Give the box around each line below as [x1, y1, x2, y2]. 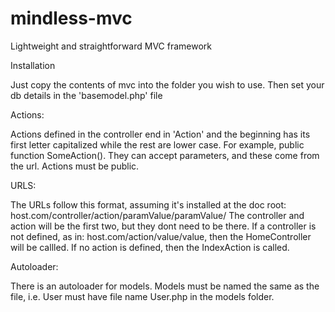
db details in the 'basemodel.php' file [10, 89, 163, 101]
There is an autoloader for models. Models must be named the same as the [10, 280, 320, 292]
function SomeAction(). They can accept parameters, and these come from [10, 149, 320, 161]
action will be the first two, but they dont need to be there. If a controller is [10, 220, 317, 232]
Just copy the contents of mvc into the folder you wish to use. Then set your [10, 78, 325, 91]
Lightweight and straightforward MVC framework [10, 40, 213, 52]
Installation [10, 59, 56, 71]
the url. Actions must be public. [10, 160, 140, 172]
